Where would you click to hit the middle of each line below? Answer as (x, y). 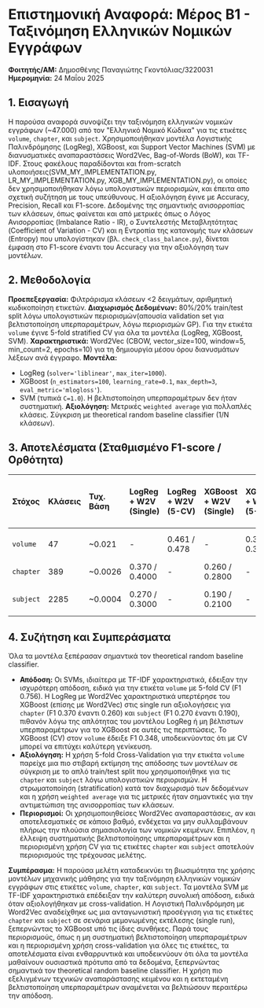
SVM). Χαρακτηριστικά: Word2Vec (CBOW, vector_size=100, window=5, (127, 340)
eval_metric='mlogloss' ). (60, 389)
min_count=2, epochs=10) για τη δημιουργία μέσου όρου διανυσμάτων (124, 349)
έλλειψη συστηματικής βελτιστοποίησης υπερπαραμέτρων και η (125, 838)
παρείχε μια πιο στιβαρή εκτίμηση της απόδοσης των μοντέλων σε (128, 763)
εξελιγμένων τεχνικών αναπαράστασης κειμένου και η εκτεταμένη (118, 979)
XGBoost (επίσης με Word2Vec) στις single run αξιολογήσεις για (125, 704)
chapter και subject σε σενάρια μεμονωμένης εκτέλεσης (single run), (122, 921)
